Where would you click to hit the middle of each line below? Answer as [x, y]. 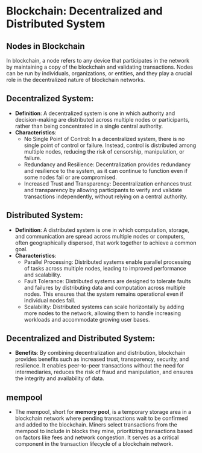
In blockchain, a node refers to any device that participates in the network [98, 61]
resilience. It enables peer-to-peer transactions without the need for [99, 366]
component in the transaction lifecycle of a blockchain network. [94, 444]
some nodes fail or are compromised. [71, 177]
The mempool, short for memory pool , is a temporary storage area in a [103, 412]
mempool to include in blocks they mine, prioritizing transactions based [104, 431]
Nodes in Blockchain [46, 46]
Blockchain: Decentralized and [84, 11]
